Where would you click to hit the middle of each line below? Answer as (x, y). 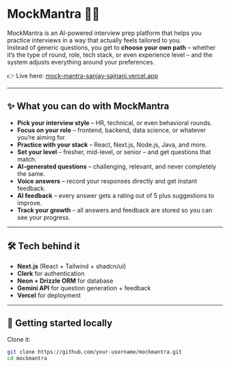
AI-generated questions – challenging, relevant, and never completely (117, 166)
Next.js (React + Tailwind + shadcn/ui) (72, 266)
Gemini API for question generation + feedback (84, 288)
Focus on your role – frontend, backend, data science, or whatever (112, 130)
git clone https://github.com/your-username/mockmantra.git (95, 352)
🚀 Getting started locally (60, 323)
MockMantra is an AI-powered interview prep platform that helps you (104, 33)
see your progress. (43, 217)
